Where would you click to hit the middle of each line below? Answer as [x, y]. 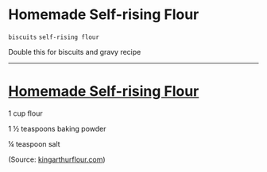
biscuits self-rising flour [54, 37]
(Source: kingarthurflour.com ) [57, 159]
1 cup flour [25, 113]
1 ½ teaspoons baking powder [57, 128]
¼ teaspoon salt [35, 143]
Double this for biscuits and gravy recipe [75, 52]
